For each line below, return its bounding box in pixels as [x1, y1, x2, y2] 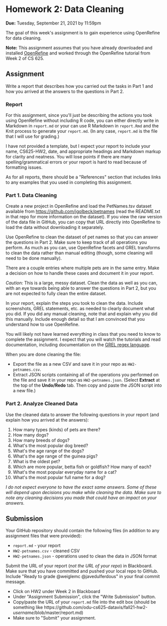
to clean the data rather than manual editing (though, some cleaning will [5, 250, 153, 256]
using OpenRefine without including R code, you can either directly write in [5, 117, 159, 123]
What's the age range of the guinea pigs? [12, 453, 98, 459]
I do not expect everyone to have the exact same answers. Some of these [5, 484, 157, 490]
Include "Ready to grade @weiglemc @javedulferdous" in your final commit [5, 574, 160, 580]
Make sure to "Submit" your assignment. [12, 615, 96, 621]
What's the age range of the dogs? [12, 448, 84, 454]
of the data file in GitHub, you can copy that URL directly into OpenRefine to [5, 219, 161, 225]
